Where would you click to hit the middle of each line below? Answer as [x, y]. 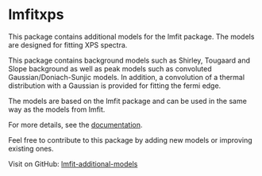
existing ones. [31, 148]
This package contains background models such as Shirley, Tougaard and [129, 60]
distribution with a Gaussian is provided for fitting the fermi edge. [115, 86]
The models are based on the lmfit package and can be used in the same [128, 101]
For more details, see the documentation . [75, 124]
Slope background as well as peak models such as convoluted [110, 68]
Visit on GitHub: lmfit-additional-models [73, 163]
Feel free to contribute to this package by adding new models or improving [130, 140]
